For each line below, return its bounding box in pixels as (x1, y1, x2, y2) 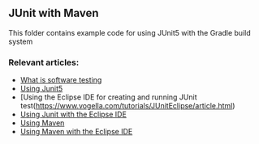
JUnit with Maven (8, 6, 99, 20)
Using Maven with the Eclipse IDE (19, 127, 133, 137)
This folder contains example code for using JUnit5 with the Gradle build (8, 28, 252, 37)
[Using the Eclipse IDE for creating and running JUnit (19, 92, 197, 102)
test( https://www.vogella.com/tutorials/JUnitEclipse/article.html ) (19, 101, 235, 111)
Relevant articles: (8, 57, 80, 68)
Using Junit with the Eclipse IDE (19, 109, 127, 120)
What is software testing (19, 75, 102, 85)
